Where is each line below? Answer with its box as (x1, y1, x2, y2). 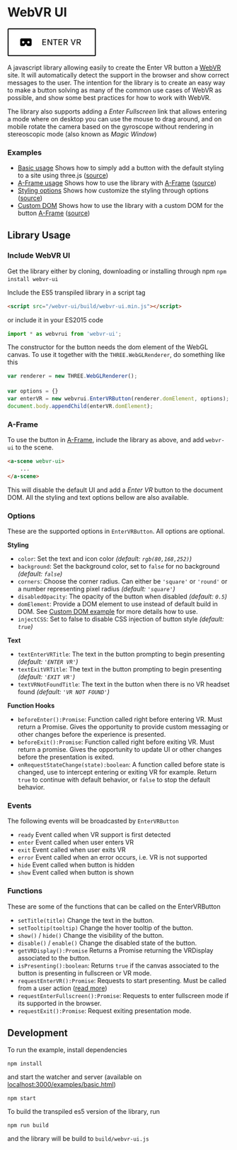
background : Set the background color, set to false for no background (17, 562, 221, 571)
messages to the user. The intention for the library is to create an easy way (7, 78, 226, 87)
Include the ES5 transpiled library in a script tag (7, 288, 146, 297)
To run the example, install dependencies (7, 1046, 127, 1054)
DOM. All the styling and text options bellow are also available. (7, 493, 189, 501)
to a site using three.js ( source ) (17, 171, 108, 180)
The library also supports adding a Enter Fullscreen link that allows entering (7, 107, 227, 116)
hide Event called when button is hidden (17, 860, 135, 870)
